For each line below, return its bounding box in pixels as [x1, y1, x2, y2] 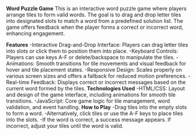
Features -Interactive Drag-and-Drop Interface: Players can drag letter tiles [6, 41, 188, 48]
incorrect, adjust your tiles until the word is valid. [6, 123, 124, 129]
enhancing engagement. [6, 30, 65, 37]
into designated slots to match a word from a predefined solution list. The [6, 18, 184, 24]
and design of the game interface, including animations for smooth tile [6, 91, 176, 98]
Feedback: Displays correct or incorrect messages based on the [31, 79, 186, 86]
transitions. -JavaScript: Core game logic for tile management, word [6, 97, 170, 104]
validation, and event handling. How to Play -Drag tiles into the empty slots [6, 104, 187, 110]
